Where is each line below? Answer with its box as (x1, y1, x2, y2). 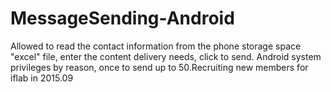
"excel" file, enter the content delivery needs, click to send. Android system (10, 50, 322, 62)
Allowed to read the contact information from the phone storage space (10, 40, 302, 52)
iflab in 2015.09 (10, 72, 74, 84)
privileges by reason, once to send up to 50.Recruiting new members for (10, 61, 309, 73)
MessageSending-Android (10, 7, 235, 30)
